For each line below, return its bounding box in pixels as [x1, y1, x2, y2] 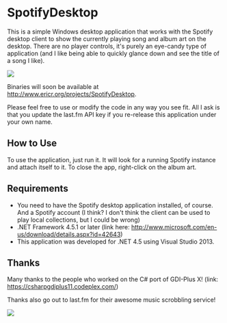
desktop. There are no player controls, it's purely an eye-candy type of [7, 42, 207, 50]
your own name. [7, 118, 53, 126]
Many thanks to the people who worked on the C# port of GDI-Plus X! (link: [7, 275, 219, 283]
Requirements [7, 183, 68, 194]
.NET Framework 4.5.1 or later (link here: [16, 222, 130, 231]
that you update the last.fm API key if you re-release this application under [7, 110, 217, 118]
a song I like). [7, 56, 45, 64]
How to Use [7, 138, 57, 149]
